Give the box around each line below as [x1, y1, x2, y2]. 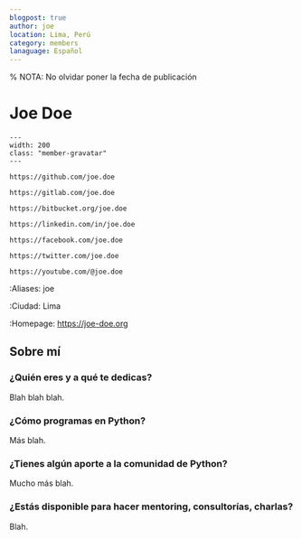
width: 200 [9, 141, 51, 150]
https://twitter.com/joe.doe [9, 252, 119, 261]
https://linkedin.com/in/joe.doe [9, 220, 136, 229]
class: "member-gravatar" [9, 149, 107, 158]
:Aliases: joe [9, 283, 55, 294]
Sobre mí [9, 344, 61, 359]
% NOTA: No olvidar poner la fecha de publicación [9, 71, 197, 82]
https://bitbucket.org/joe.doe [9, 204, 127, 213]
